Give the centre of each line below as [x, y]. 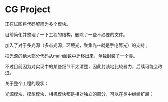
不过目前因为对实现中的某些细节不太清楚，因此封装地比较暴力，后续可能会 [82, 66]
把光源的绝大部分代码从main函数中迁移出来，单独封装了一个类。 [71, 56]
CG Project [28, 9]
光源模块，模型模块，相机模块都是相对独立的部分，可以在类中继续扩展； [79, 94]
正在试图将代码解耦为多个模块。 [38, 24]
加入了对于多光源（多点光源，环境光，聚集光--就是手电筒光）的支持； [77, 45]
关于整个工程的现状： [27, 83]
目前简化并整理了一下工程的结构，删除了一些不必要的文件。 [66, 34]
